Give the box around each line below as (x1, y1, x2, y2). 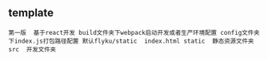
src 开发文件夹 (8, 45, 57, 54)
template (8, 6, 54, 20)
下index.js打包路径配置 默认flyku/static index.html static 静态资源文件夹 (8, 37, 254, 45)
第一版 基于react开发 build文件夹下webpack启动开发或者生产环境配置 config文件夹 (8, 28, 260, 36)
